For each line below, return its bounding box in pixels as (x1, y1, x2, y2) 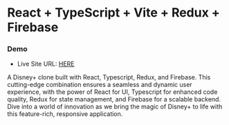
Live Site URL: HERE (17, 60, 75, 68)
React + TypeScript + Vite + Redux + (7, 5, 220, 21)
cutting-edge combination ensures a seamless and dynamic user (7, 81, 192, 89)
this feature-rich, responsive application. (7, 110, 123, 118)
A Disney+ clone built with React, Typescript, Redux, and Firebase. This (7, 73, 211, 81)
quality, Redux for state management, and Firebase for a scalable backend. (7, 95, 221, 104)
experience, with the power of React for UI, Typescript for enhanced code (7, 88, 218, 96)
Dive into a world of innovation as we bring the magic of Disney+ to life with (7, 102, 223, 111)
